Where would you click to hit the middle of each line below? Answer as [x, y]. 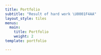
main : [15, 27]
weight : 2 [24, 37]
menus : [12, 23]
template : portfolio [26, 41]
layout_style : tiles [26, 18]
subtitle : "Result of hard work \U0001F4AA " [51, 14]
